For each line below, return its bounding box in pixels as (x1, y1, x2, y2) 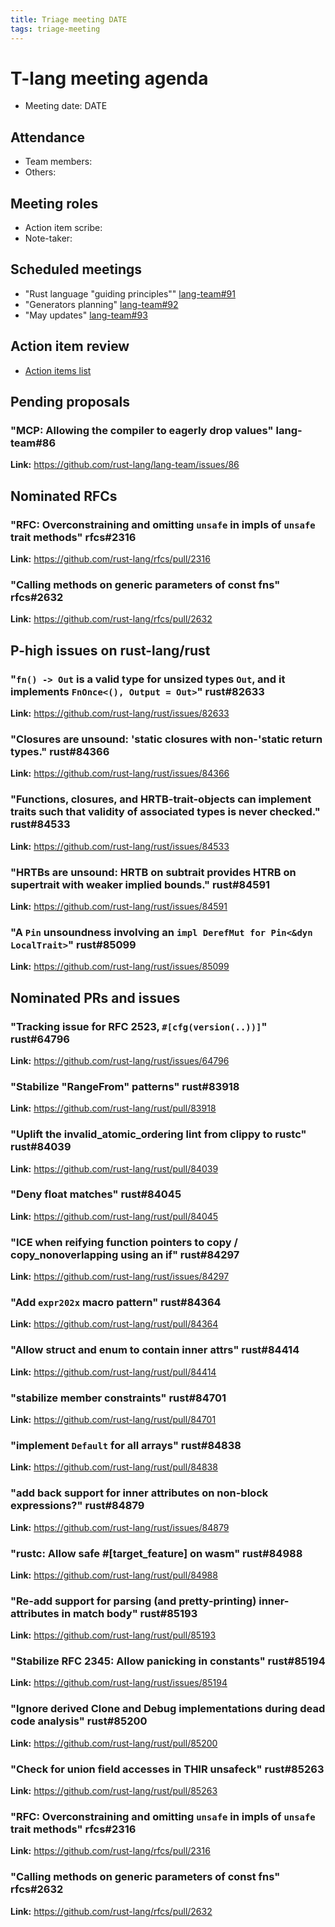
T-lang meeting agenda (10, 67, 209, 90)
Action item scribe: (24, 222, 103, 234)
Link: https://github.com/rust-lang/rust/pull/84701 (10, 1414, 217, 1425)
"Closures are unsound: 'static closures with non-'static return (10, 732, 323, 746)
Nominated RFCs (10, 487, 118, 505)
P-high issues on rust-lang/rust (10, 642, 211, 659)
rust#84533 (10, 817, 71, 831)
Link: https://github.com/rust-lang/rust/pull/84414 (10, 1366, 217, 1378)
